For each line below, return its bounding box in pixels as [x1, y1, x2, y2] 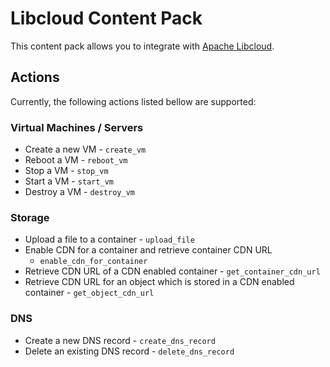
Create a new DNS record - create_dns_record [24, 334, 216, 346]
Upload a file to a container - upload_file [24, 233, 195, 246]
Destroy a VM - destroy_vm [24, 186, 136, 198]
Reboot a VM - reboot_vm [24, 154, 128, 166]
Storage [10, 210, 50, 224]
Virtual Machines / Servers [10, 120, 144, 134]
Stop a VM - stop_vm [24, 165, 109, 177]
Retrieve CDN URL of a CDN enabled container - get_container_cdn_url [24, 265, 321, 277]
